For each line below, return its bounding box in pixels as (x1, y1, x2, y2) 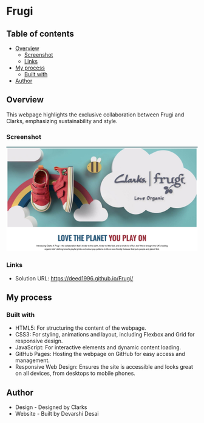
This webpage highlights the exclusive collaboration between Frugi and (6, 111, 185, 118)
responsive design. (15, 337, 63, 345)
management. (15, 357, 50, 364)
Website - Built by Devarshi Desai (15, 410, 99, 418)
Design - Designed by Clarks (15, 403, 87, 411)
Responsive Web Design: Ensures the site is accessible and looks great (15, 363, 193, 371)
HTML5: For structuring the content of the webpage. (15, 324, 147, 332)
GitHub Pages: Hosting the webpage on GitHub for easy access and (15, 350, 185, 358)
